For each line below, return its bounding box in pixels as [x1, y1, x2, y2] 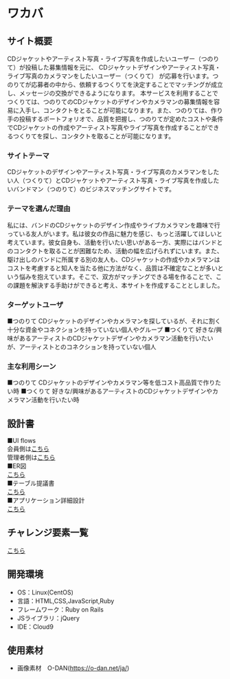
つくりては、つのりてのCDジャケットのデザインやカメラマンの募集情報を [7, 98, 214, 106]
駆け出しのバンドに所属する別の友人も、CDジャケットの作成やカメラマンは [7, 255, 220, 263]
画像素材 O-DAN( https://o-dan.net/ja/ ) [16, 664, 130, 672]
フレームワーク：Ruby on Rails [16, 605, 104, 614]
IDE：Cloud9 [16, 623, 54, 631]
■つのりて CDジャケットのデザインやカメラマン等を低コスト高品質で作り [7, 378, 216, 387]
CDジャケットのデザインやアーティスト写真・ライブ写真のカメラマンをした [7, 168, 220, 176]
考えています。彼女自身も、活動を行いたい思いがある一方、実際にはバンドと [7, 238, 223, 246]
